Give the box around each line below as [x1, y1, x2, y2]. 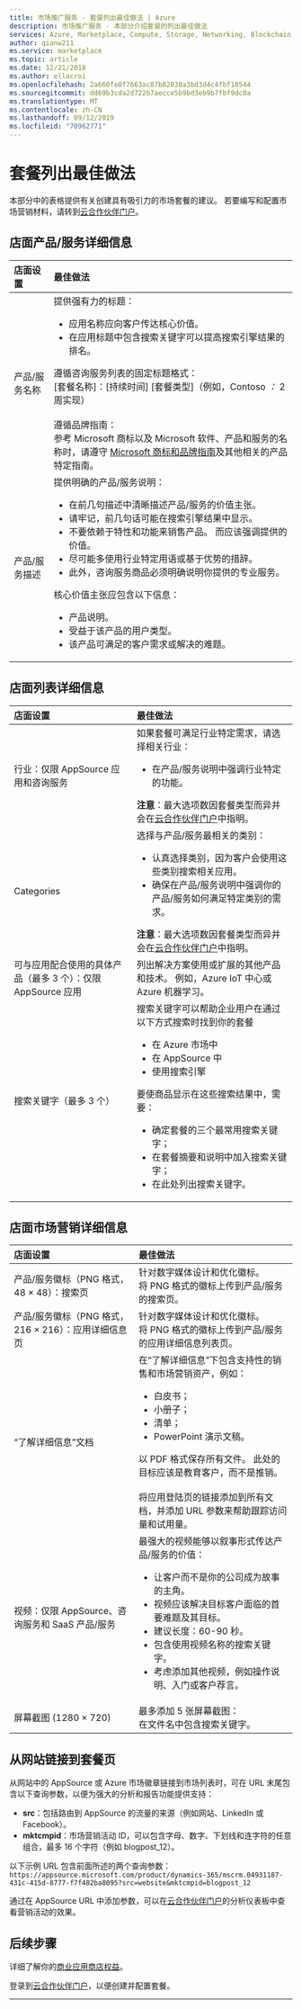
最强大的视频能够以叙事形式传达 [138, 1535, 274, 1547]
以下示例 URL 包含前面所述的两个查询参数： [9, 1861, 172, 1871]
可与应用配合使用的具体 [13, 958, 114, 971]
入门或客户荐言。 [172, 1679, 244, 1691]
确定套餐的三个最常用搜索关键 [151, 1124, 279, 1136]
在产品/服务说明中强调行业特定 [151, 762, 281, 775]
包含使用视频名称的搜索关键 [154, 1638, 271, 1651]
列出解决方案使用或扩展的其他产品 [136, 958, 281, 971]
